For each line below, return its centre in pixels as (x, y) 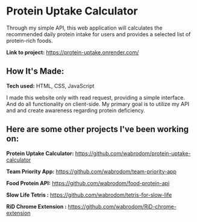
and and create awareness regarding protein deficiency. (76, 110)
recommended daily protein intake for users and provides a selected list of (98, 34)
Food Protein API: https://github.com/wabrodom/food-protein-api (88, 183)
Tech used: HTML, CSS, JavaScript (50, 86)
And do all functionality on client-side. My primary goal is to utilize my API (98, 104)
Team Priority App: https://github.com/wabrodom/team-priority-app (91, 171)
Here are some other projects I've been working (97, 129)
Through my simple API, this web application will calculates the (84, 28)
